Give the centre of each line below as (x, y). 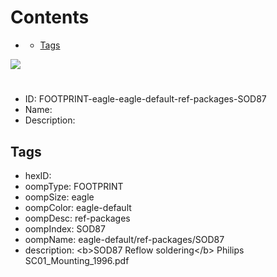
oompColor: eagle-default (78, 207)
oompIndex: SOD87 (65, 228)
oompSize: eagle (59, 197)
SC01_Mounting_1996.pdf (77, 260)
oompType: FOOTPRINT (74, 186)
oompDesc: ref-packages (77, 218)
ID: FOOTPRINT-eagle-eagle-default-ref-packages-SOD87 (145, 99)
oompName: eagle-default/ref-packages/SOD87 (124, 239)
